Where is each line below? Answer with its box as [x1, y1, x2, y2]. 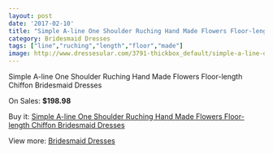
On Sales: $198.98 [8, 96, 71, 105]
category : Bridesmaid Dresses [8, 34, 111, 43]
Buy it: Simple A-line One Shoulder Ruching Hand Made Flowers [8, 112, 223, 121]
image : [8, 49, 31, 57]
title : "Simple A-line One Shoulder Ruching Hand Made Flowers [8, 27, 227, 35]
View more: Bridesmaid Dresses [8, 136, 115, 146]
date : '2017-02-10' [8, 19, 75, 28]
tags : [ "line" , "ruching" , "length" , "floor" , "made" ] [8, 42, 184, 50]
